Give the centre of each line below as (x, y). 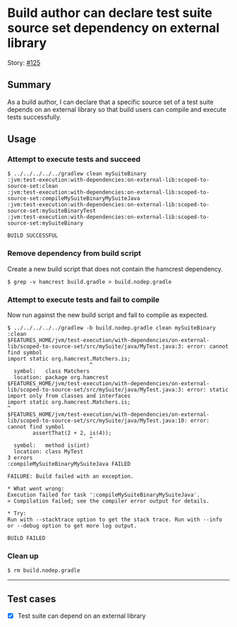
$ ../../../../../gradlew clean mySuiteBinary (77, 174)
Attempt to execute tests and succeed (74, 159)
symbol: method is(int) (52, 446)
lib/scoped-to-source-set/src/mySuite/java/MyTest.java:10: (98, 421)
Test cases (32, 599)
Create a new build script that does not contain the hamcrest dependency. (115, 269)
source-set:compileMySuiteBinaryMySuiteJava (74, 199)
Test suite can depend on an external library (81, 616)
